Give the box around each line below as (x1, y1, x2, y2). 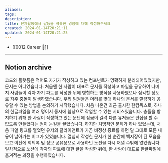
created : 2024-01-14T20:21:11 (5, 26, 68, 31)
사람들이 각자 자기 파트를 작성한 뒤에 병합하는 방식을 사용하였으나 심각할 (10, 89, 151, 95)
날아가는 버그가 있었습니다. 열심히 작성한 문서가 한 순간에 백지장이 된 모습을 (14, 133, 161, 139)
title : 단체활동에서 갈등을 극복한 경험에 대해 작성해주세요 (5, 21, 111, 26)
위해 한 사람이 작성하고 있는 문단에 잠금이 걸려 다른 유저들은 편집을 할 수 (18, 114, 158, 120)
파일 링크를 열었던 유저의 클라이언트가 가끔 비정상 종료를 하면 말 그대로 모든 (10, 127, 157, 133)
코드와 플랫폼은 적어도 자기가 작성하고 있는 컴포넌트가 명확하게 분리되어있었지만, (5, 77, 161, 83)
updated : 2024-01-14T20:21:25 (5, 30, 68, 35)
